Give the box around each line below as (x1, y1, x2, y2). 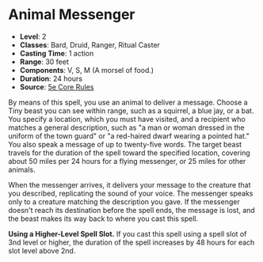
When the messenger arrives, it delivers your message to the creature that (8, 180, 251, 189)
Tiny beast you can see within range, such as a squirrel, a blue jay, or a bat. (8, 105, 254, 116)
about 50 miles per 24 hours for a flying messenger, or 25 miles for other (8, 156, 246, 165)
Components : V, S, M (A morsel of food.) (19, 65, 154, 74)
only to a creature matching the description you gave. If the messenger (8, 196, 240, 207)
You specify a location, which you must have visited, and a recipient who (8, 114, 246, 123)
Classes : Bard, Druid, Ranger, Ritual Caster (19, 40, 161, 49)
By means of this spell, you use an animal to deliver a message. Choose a (8, 97, 248, 107)
